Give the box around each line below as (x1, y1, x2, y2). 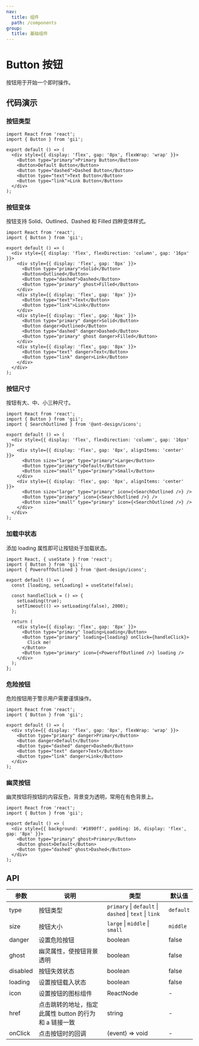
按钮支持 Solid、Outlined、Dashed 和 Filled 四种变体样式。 (6, 218, 149, 225)
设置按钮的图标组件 (38, 990, 92, 998)
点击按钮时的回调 (38, 1029, 86, 1038)
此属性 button (38, 1010, 76, 1018)
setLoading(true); (17, 598, 62, 604)
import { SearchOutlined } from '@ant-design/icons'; (6, 421, 142, 427)
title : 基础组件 (11, 31, 49, 37)
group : (6, 25, 23, 31)
